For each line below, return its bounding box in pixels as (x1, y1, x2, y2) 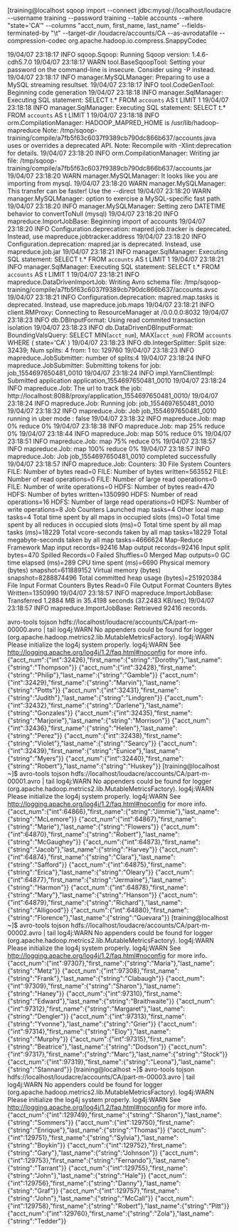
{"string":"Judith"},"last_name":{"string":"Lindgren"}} (7, 694, 163, 702)
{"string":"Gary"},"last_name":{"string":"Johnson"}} (7, 1148, 159, 1157)
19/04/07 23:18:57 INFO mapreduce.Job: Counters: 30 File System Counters (7, 460, 231, 468)
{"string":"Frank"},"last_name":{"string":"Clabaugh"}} (7, 974, 164, 982)
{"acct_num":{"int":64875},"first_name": (68, 860, 186, 869)
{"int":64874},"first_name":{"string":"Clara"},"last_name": (7, 853, 176, 861)
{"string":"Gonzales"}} (7, 709, 73, 717)
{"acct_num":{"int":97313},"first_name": (70, 1012, 187, 1020)
